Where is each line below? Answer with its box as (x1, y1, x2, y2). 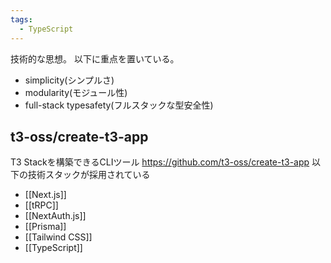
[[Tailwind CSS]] (24, 231, 93, 243)
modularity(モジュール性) (24, 86, 128, 98)
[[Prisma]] (24, 221, 67, 233)
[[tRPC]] (24, 199, 59, 211)
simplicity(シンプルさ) (24, 74, 115, 86)
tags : (10, 14, 33, 25)
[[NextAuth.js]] (24, 210, 87, 222)
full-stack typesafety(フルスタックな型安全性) (24, 99, 214, 111)
